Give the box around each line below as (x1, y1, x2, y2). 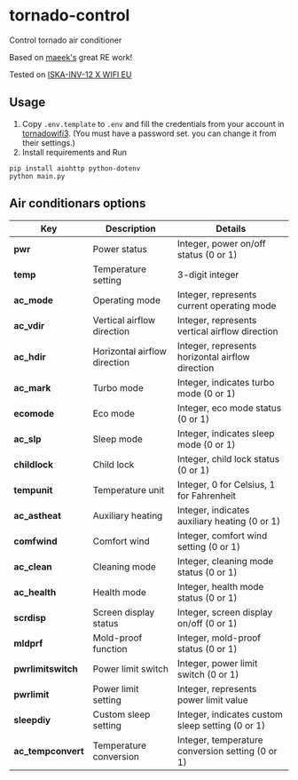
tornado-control (9, 5, 130, 26)
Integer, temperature (176, 734, 263, 746)
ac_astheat (13, 509, 62, 521)
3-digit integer (176, 268, 239, 281)
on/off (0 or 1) (176, 617, 238, 629)
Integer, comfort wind (176, 529, 268, 542)
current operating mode (176, 299, 277, 312)
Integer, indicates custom (176, 708, 284, 720)
